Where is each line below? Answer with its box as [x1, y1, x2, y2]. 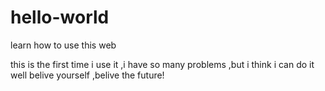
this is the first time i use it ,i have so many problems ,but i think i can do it [10, 58, 315, 70]
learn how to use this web [10, 39, 117, 51]
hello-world [10, 6, 110, 29]
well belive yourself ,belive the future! [10, 69, 165, 81]
